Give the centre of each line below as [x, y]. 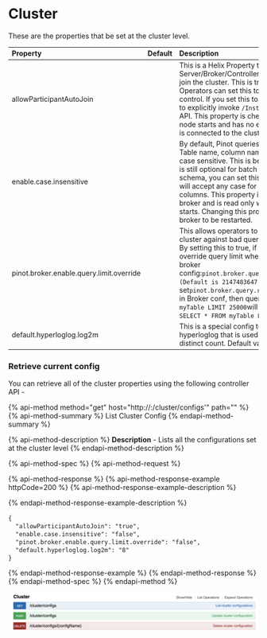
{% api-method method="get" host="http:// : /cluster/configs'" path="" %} [129, 407]
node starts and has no [217, 124]
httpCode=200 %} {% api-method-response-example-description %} [122, 488]
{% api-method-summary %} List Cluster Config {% [93, 416]
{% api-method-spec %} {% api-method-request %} [95, 464]
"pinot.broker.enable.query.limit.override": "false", [108, 543]
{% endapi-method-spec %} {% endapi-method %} [93, 582]
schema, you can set [213, 177]
